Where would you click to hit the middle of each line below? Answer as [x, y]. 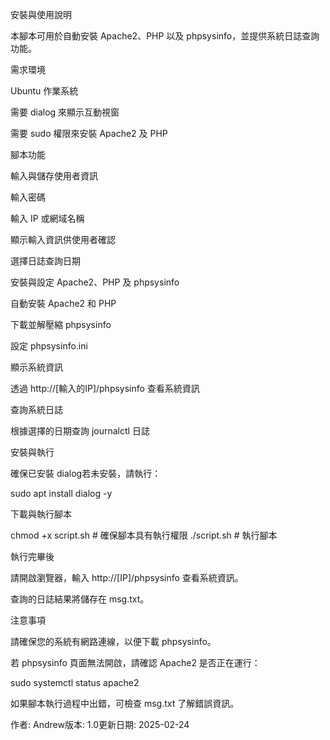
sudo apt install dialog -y [61, 493]
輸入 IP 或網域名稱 [47, 218]
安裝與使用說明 [41, 14]
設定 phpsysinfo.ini [49, 346]
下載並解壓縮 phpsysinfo [61, 324]
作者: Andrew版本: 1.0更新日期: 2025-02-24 [100, 724]
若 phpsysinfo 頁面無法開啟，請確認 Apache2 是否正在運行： [135, 662]
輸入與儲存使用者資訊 [54, 176]
